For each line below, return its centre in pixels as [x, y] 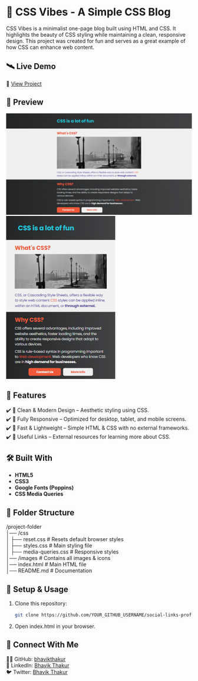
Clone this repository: [41, 603]
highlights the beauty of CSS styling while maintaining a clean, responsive [96, 34]
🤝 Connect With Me [42, 645]
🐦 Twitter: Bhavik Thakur [37, 672]
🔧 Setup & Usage [37, 589]
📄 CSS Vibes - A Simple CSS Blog [88, 12]
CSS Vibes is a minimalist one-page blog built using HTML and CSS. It [91, 28]
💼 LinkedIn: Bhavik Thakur [38, 665]
